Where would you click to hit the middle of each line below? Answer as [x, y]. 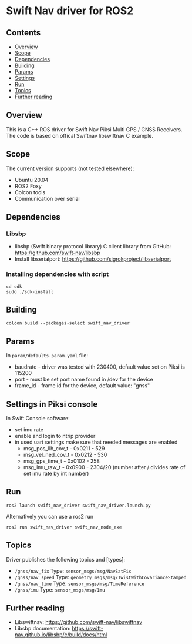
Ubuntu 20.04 [31, 180]
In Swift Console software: [38, 419]
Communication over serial [47, 198]
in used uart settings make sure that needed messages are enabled [96, 442]
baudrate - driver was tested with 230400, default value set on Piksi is [100, 367]
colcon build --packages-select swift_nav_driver [68, 323]
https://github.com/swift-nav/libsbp [58, 253]
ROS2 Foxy [28, 186]
